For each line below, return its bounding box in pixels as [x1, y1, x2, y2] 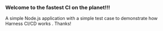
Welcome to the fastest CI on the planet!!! [5, 4, 111, 11]
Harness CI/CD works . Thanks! [5, 20, 71, 26]
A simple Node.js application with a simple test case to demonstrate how [5, 15, 158, 21]
